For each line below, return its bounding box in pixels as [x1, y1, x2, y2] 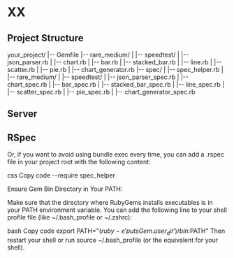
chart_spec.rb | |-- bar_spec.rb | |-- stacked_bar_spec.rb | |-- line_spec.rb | [7, 80, 225, 88]
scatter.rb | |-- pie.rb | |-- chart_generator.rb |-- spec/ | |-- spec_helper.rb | [7, 66, 224, 73]
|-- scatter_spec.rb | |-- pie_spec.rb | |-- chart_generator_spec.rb [7, 88, 196, 96]
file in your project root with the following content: [7, 158, 152, 166]
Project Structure [7, 32, 84, 44]
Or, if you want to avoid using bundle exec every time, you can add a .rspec [7, 150, 225, 159]
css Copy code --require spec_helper [7, 171, 115, 180]
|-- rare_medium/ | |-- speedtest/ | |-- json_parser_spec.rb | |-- [7, 73, 189, 81]
